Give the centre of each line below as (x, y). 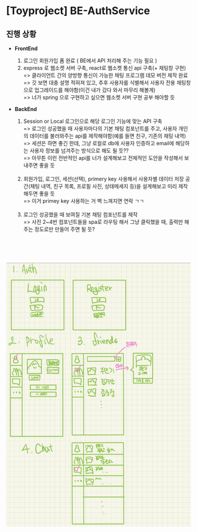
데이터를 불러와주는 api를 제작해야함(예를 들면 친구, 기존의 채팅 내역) (108, 136)
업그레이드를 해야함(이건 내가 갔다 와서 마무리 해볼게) (95, 90)
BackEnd (26, 109)
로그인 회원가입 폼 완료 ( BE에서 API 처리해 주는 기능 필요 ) (90, 61)
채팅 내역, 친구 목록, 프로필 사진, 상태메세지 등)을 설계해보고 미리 (103, 186)
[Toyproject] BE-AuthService (78, 11)
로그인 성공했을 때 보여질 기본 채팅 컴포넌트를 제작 (80, 215)
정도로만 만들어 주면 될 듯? (64, 229)
